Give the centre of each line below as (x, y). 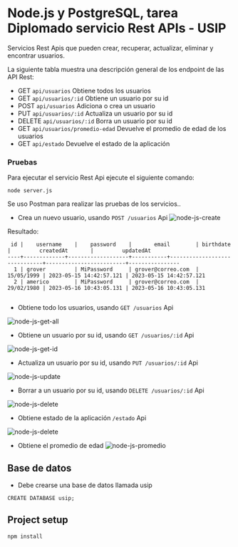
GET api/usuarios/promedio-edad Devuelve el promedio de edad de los (122, 128)
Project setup (38, 520)
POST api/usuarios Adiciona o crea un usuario (86, 105)
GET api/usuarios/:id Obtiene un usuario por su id (93, 98)
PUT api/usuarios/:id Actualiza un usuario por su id (95, 113)
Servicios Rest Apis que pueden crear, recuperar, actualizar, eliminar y (110, 48)
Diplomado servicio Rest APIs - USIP (117, 28)
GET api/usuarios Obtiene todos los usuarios (84, 90)
